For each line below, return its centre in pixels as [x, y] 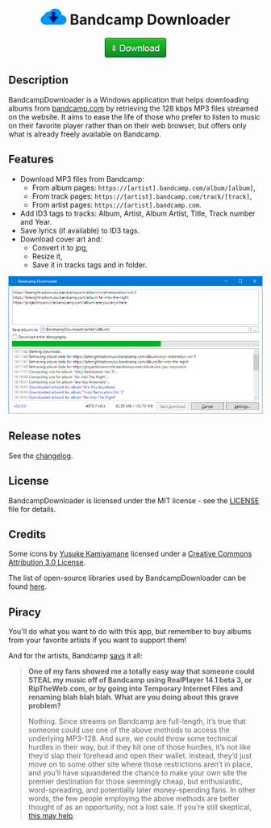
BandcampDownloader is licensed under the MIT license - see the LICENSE [134, 500]
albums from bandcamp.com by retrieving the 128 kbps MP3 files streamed [133, 108]
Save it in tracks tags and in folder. [90, 265]
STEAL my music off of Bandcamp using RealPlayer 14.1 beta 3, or [140, 680]
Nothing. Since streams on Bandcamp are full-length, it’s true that [137, 721]
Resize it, [47, 256]
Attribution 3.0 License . [47, 562]
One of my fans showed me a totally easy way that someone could [142, 671]
